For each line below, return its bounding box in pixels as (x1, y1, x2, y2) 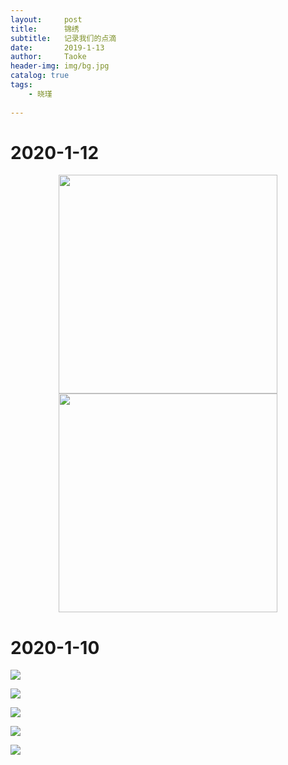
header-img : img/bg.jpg (10, 61, 110, 71)
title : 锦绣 (10, 24, 80, 34)
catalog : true (10, 71, 70, 81)
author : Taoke (10, 52, 87, 62)
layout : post (10, 14, 83, 25)
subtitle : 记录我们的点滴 (10, 33, 117, 43)
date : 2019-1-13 (10, 42, 105, 53)
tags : (10, 80, 33, 90)
